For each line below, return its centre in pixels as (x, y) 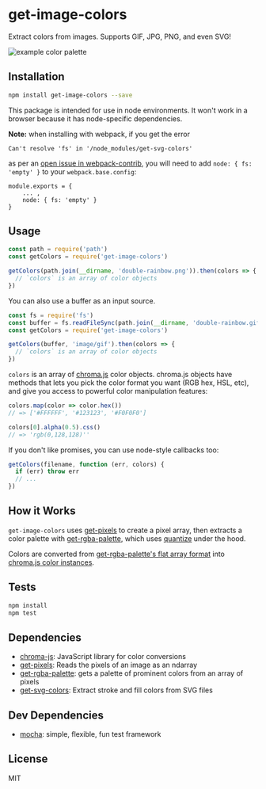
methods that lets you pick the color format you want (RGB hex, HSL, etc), (129, 383)
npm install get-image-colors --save (70, 95)
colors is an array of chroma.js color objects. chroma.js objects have (120, 375)
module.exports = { (40, 186)
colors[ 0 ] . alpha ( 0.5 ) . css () (55, 427)
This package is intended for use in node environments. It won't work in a (128, 110)
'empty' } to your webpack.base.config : (72, 171)
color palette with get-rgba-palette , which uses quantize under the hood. (127, 538)
